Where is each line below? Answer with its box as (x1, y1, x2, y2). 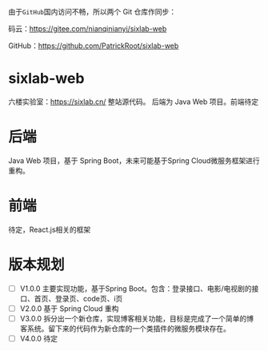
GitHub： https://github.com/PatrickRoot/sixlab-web (8, 41, 179, 50)
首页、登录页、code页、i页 (34, 293, 123, 303)
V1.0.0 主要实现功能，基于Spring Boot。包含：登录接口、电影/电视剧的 (19, 283, 252, 293)
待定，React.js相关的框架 (8, 225, 91, 234)
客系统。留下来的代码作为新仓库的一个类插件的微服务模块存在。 (19, 323, 230, 333)
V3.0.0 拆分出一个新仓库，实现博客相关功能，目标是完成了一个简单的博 (19, 313, 254, 323)
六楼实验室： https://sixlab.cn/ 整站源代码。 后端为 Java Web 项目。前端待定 (8, 97, 258, 106)
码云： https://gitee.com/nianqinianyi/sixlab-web (8, 24, 167, 34)
